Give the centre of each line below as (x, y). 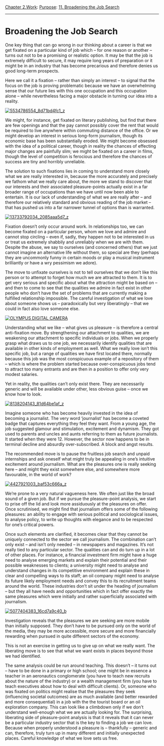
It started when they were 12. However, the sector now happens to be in (77, 439)
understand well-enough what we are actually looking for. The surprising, (79, 712)
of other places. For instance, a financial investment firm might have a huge (81, 555)
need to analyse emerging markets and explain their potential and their (76, 560)
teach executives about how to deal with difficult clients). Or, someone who (81, 686)
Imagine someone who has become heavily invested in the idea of (72, 413)
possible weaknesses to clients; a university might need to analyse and (76, 565)
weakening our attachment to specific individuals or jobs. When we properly (82, 338)
